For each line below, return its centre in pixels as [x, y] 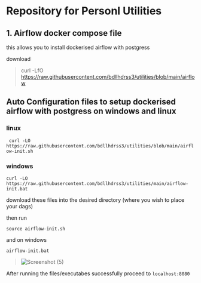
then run [17, 218]
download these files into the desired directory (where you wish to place [95, 200]
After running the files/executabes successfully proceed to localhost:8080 [98, 273]
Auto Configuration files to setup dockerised [91, 102]
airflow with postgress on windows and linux [91, 111]
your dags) [19, 206]
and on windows [26, 239]
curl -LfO [32, 70]
